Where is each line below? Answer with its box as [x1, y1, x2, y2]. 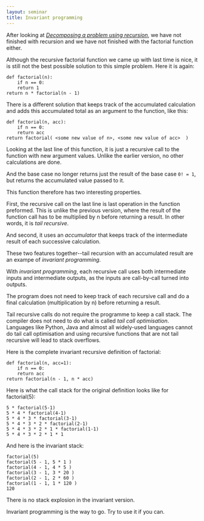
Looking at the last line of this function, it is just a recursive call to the [6, 145, 180, 152]
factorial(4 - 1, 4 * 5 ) [6, 464, 72, 471]
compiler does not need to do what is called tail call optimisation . [6, 317, 169, 324]
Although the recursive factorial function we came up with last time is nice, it [6, 56, 198, 63]
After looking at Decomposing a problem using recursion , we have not [6, 31, 182, 38]
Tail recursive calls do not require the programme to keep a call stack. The [6, 310, 192, 318]
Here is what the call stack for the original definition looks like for [6, 386, 169, 393]
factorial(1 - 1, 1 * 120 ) [6, 480, 78, 486]
